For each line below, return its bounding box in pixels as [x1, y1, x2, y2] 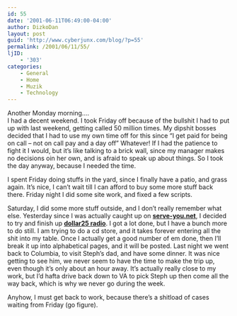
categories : [7, 63, 42, 70]
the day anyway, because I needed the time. [7, 162, 137, 170]
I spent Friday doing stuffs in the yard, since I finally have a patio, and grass [7, 175, 228, 184]
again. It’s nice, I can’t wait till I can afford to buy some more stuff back [7, 183, 214, 191]
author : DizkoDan [7, 23, 59, 30]
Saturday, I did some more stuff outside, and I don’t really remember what [7, 204, 222, 213]
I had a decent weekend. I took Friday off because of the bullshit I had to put [7, 116, 230, 125]
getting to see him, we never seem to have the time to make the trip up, [7, 256, 215, 266]
